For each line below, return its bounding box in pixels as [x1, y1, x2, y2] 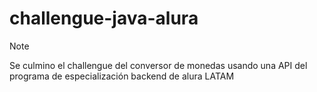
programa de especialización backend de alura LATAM [9, 70, 235, 82]
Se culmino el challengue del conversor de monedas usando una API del [9, 59, 308, 71]
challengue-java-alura [9, 7, 199, 30]
